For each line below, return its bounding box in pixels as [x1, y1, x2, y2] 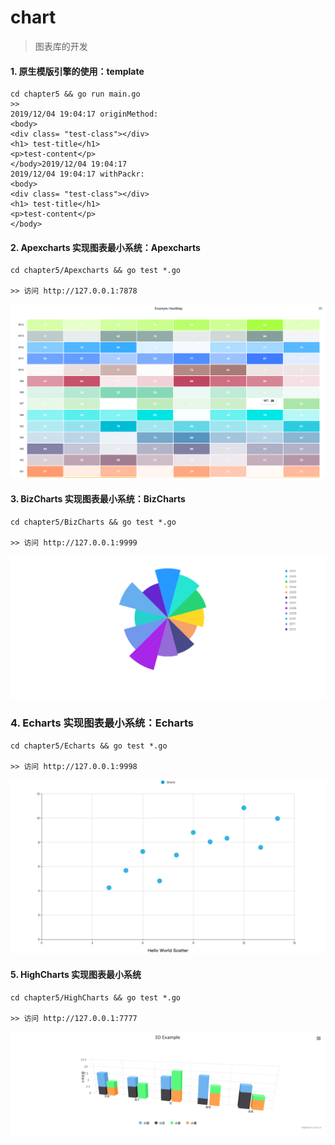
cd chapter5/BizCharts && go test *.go [10, 517, 177, 527]
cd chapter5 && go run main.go [10, 89, 141, 100]
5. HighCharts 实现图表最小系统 [10, 968, 142, 980]
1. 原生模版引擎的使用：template [10, 65, 145, 77]
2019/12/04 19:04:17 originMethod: [10, 109, 159, 120]
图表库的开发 [34, 40, 88, 52]
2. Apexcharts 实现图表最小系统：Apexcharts [10, 241, 201, 253]
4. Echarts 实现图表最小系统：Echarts [10, 716, 194, 730]
